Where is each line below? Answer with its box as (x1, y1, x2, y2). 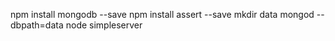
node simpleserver (65, 19, 143, 31)
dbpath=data (10, 19, 64, 31)
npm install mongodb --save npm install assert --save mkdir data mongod (10, 9, 315, 20)
